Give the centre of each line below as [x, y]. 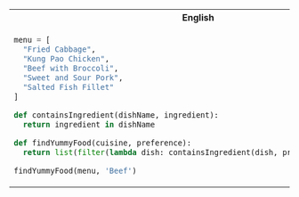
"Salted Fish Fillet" [69, 87]
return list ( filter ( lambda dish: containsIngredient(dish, [150, 152]
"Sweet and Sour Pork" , [73, 78]
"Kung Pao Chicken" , [66, 58]
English [198, 17]
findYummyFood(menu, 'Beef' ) [75, 170]
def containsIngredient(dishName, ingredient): [117, 115]
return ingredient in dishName [89, 124]
